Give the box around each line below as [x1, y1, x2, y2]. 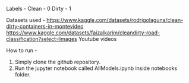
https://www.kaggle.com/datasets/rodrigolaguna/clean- [46, 17, 184, 23]
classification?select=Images [6, 36, 77, 42]
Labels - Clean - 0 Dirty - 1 [6, 5, 71, 12]
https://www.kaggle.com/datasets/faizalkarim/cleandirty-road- [6, 29, 160, 36]
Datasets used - [6, 17, 46, 23]
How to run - [6, 47, 37, 54]
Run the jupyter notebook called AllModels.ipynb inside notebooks [14, 65, 177, 72]
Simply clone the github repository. [14, 59, 101, 65]
